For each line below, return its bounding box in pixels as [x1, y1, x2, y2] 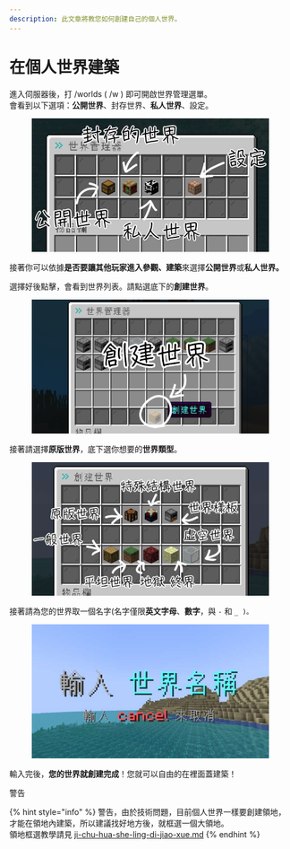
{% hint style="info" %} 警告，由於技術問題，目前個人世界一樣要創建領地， [9, 806, 286, 817]
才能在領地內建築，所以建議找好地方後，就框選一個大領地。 [9, 818, 229, 828]
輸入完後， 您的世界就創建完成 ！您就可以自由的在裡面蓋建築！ [9, 768, 237, 779]
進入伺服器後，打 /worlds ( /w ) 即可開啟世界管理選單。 [9, 88, 212, 99]
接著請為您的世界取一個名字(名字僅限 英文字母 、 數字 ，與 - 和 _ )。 [9, 606, 253, 617]
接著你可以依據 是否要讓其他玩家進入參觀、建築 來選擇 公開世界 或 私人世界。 [9, 262, 284, 273]
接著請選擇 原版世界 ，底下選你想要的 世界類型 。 [9, 443, 182, 454]
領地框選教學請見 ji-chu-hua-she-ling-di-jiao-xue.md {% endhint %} [9, 828, 261, 839]
